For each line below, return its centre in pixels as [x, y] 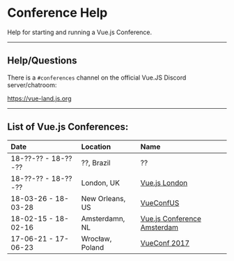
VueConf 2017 [165, 243]
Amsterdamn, [103, 218]
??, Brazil [96, 163]
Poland [93, 247]
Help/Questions [42, 61]
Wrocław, [96, 239]
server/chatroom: [32, 84]
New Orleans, [103, 198]
